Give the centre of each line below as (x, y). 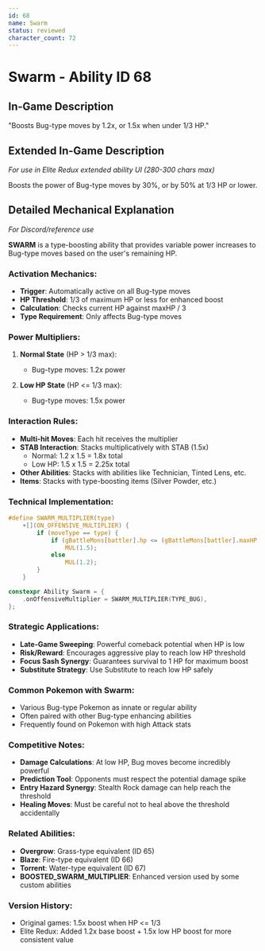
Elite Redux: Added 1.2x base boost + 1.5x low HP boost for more (125, 931)
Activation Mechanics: (53, 274)
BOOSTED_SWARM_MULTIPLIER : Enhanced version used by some (129, 876)
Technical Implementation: (61, 501)
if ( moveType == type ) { (78, 533)
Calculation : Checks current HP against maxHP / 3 (103, 308)
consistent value (46, 940)
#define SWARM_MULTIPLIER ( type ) (61, 518)
